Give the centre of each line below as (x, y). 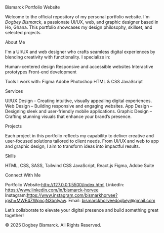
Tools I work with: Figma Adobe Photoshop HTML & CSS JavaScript (74, 82)
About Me (15, 42)
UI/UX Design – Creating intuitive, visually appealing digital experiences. (79, 101)
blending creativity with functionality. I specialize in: (58, 57)
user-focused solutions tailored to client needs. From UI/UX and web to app (82, 141)
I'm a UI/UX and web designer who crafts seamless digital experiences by (80, 52)
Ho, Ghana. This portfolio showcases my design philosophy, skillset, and (79, 27)
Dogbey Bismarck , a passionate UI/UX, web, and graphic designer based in (82, 22)
